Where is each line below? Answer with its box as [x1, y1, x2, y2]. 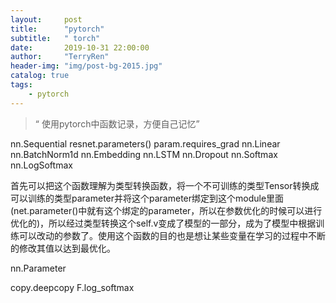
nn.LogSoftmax [10, 159, 73, 171]
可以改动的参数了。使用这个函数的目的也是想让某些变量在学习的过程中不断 [18, 229, 326, 241]
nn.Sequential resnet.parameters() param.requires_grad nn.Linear [10, 137, 281, 150]
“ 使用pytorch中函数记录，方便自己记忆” [34, 117, 200, 130]
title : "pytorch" [10, 24, 105, 34]
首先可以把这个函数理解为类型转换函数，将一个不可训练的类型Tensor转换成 [10, 179, 320, 191]
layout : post [10, 14, 83, 25]
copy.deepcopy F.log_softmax [10, 281, 135, 293]
